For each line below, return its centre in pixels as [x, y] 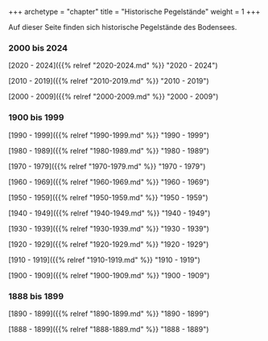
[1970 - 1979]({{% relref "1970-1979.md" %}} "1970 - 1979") [107, 166]
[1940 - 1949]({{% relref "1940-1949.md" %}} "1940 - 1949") [109, 213]
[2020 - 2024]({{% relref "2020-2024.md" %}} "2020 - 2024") [113, 66]
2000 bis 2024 [38, 47]
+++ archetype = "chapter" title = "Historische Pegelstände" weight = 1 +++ [134, 12]
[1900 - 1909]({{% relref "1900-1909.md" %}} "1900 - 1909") [109, 275]
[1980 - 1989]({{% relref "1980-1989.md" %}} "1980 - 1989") [109, 150]
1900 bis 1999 [36, 117]
